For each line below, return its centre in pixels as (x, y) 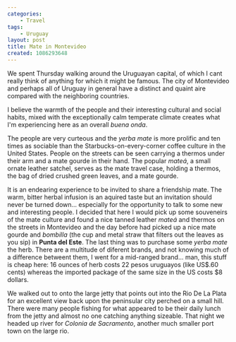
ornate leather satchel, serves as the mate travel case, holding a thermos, (114, 168)
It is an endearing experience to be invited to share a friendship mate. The (114, 189)
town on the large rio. (38, 331)
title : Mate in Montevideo (47, 47)
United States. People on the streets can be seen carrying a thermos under (116, 153)
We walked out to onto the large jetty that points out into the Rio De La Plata (117, 293)
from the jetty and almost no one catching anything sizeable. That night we (116, 316)
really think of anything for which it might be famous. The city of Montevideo (119, 81)
